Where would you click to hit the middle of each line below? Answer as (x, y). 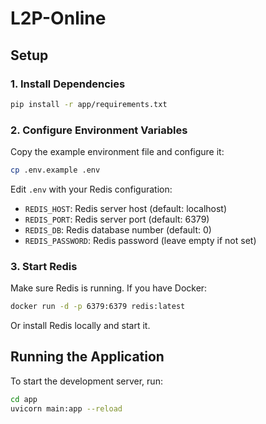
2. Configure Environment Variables (99, 130)
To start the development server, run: (86, 381)
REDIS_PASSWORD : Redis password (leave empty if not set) (140, 240)
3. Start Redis (44, 266)
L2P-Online (58, 18)
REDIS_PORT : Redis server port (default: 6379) (117, 219)
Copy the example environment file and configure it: (117, 152)
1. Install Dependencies (68, 84)
